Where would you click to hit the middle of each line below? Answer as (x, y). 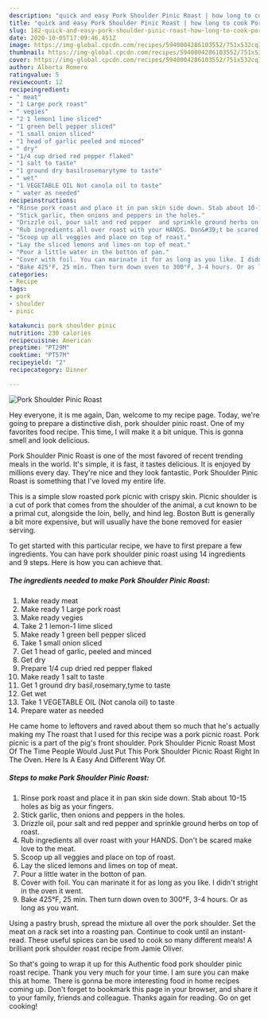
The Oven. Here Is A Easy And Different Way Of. (87, 759)
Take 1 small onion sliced (61, 643)
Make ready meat (49, 600)
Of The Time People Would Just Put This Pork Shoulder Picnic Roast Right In (134, 751)
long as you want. (49, 908)
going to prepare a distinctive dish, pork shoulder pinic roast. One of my (127, 423)
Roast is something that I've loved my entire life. (87, 481)
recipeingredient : (39, 89)
